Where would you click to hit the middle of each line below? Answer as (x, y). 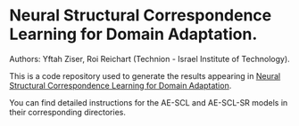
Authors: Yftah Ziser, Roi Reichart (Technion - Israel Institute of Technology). (149, 59)
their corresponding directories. (68, 112)
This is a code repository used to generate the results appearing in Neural (145, 75)
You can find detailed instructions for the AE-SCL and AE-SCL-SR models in (149, 102)
